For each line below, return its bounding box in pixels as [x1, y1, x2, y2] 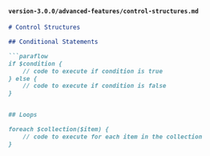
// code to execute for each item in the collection [22, 133, 203, 141]
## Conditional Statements [8, 38, 99, 46]
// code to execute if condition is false [22, 82, 167, 90]
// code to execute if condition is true [22, 67, 163, 75]
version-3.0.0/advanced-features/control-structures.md [8, 7, 199, 15]
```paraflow [8, 52, 48, 60]
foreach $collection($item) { [8, 126, 110, 134]
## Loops [8, 111, 38, 119]
